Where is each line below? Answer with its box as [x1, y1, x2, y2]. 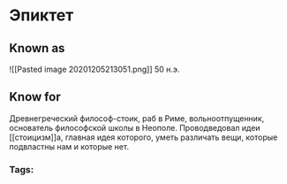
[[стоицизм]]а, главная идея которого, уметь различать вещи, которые [9, 132, 278, 142]
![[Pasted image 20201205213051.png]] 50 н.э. [9, 64, 180, 74]
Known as [9, 41, 65, 56]
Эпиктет [9, 5, 74, 26]
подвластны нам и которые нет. [9, 141, 130, 151]
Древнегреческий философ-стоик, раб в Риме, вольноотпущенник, [9, 112, 265, 124]
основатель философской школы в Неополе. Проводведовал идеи [9, 122, 261, 133]
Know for [9, 89, 61, 104]
